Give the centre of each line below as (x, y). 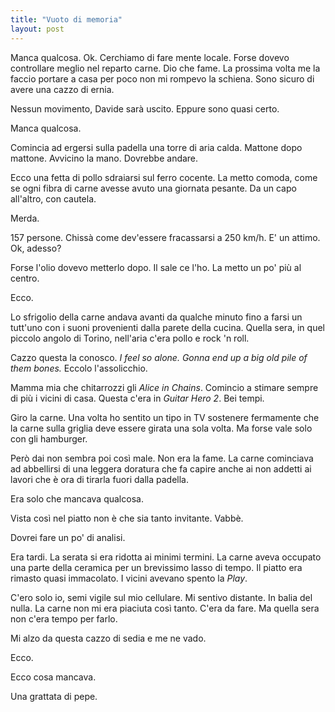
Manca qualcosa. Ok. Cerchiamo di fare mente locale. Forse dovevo (150, 57)
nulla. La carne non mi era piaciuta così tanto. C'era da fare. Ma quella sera (165, 608)
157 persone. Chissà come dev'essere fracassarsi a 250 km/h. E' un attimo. (165, 237)
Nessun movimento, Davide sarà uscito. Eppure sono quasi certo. (145, 108)
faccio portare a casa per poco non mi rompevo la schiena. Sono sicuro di (162, 78)
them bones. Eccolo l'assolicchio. (79, 368)
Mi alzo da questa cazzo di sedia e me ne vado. (108, 638)
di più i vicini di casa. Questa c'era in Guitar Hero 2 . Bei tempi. (137, 398)
